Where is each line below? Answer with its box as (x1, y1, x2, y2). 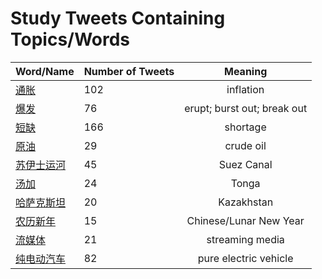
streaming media (206, 232, 285, 246)
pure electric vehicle (197, 251, 294, 265)
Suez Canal (218, 157, 273, 171)
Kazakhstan (218, 195, 274, 209)
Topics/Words (10, 28, 131, 51)
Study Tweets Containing (10, 7, 226, 30)
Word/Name (15, 64, 75, 78)
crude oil (224, 138, 267, 152)
